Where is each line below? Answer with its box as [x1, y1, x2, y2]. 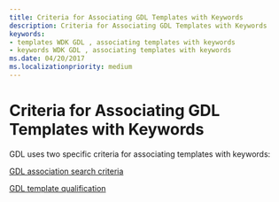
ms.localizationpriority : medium [9, 63, 133, 72]
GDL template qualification [9, 183, 106, 193]
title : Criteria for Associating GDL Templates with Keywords [9, 12, 244, 22]
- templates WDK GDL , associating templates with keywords [9, 37, 236, 47]
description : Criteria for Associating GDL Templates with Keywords [9, 21, 267, 30]
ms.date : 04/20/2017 [9, 54, 86, 63]
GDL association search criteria [9, 166, 124, 176]
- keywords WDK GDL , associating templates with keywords [9, 46, 232, 55]
